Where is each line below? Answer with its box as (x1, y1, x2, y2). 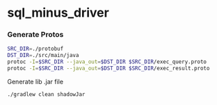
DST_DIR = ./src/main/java (7, 52, 79, 59)
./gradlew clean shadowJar (7, 90, 86, 98)
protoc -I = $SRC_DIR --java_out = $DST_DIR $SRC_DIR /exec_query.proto (7, 58, 207, 65)
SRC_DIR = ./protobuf (7, 45, 64, 53)
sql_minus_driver (7, 5, 109, 21)
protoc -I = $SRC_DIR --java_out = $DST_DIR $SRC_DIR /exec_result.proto (7, 65, 210, 72)
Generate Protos (7, 30, 64, 40)
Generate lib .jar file (7, 77, 64, 86)
